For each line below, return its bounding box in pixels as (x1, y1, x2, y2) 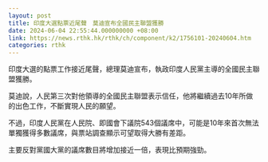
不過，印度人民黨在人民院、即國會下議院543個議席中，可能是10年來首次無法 (8, 118, 259, 128)
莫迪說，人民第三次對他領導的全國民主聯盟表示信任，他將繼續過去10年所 (8, 91, 246, 101)
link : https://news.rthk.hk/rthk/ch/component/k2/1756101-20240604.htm (8, 34, 251, 42)
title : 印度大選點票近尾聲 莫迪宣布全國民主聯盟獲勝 (8, 19, 164, 27)
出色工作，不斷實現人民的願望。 (14, 101, 120, 111)
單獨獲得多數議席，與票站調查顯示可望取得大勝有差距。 (8, 128, 190, 138)
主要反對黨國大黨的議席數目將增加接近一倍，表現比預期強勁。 (8, 145, 211, 155)
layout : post (8, 11, 52, 20)
